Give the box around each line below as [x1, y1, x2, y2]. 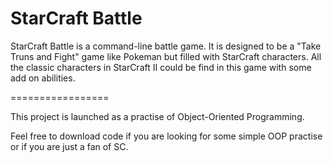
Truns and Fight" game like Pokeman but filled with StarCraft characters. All [10, 50, 322, 62]
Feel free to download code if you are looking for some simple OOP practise [10, 130, 323, 142]
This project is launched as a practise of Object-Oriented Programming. [10, 110, 305, 122]
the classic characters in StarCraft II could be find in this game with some [10, 61, 312, 73]
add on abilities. [10, 72, 76, 84]
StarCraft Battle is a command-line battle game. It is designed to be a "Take [10, 40, 322, 52]
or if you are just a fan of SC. [10, 140, 129, 152]
